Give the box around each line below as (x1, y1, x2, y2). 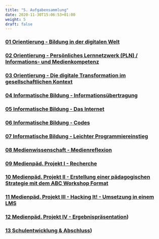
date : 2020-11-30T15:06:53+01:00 (5, 12, 76, 17)
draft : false (5, 21, 33, 27)
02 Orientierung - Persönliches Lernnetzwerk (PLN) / (5, 52, 138, 59)
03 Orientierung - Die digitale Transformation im (5, 72, 126, 79)
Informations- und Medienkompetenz (5, 58, 99, 65)
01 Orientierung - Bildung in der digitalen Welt (5, 39, 120, 46)
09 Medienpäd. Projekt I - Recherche (5, 160, 97, 167)
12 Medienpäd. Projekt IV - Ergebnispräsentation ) (5, 214, 129, 221)
